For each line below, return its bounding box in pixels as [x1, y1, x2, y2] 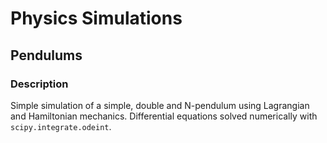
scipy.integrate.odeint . [10, 120, 112, 132]
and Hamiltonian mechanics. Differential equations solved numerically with [10, 110, 318, 122]
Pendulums [10, 47, 83, 64]
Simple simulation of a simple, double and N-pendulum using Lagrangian [10, 99, 310, 111]
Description [10, 77, 69, 91]
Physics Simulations [10, 7, 183, 30]
